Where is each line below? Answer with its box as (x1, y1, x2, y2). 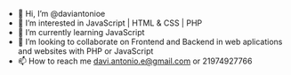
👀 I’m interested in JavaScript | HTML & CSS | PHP (17, 18, 203, 28)
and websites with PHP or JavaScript (17, 46, 154, 56)
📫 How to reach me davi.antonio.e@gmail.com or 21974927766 (17, 56, 253, 66)
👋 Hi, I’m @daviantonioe (17, 9, 106, 19)
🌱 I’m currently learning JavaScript (17, 27, 145, 37)
